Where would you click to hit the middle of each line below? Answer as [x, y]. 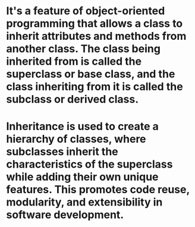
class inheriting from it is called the [95, 87]
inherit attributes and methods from [96, 36]
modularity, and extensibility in [84, 202]
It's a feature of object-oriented [86, 11]
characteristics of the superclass [89, 164]
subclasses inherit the [62, 152]
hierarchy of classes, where [76, 139]
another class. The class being [83, 49]
